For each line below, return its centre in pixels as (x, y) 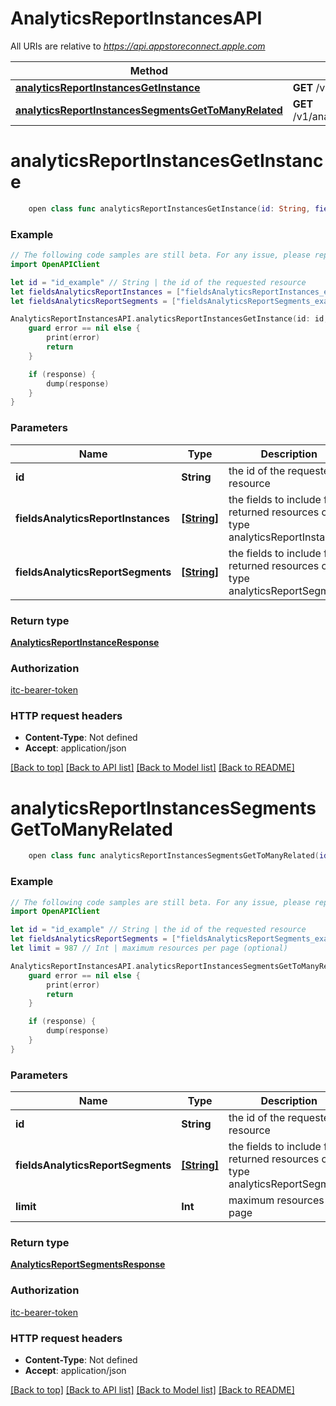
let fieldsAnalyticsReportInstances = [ (96, 292)
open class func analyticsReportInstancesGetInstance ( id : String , (169, 208)
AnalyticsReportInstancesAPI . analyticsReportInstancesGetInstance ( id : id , (169, 319)
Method (149, 70)
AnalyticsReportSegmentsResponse (88, 1264)
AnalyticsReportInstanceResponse (85, 642)
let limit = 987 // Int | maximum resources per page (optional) (149, 948)
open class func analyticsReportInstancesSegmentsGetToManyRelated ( (174, 856)
